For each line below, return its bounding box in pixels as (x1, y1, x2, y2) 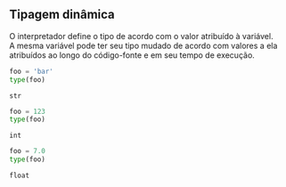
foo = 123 (9, 107, 46, 116)
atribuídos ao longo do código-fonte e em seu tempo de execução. (9, 49, 256, 61)
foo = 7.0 (9, 147, 46, 156)
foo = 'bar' (9, 67, 53, 76)
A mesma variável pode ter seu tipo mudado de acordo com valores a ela (9, 40, 278, 51)
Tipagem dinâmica (9, 7, 116, 22)
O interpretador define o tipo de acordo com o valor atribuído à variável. (9, 30, 274, 41)
